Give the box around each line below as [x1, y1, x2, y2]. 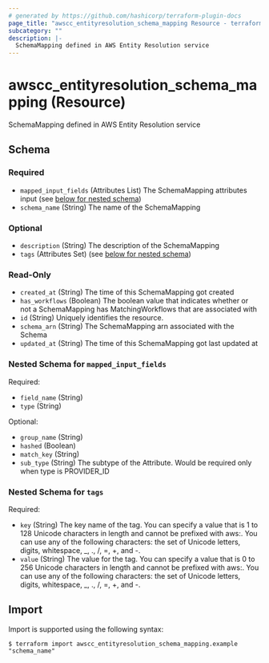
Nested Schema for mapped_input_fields [8, 359, 167, 370]
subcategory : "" [8, 26, 62, 35]
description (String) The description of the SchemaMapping [19, 241, 220, 250]
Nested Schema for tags [8, 486, 104, 498]
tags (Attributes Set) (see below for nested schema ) [19, 250, 192, 259]
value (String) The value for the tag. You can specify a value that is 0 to [19, 554, 255, 563]
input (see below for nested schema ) [19, 193, 142, 203]
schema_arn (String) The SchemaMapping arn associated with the [19, 322, 235, 331]
